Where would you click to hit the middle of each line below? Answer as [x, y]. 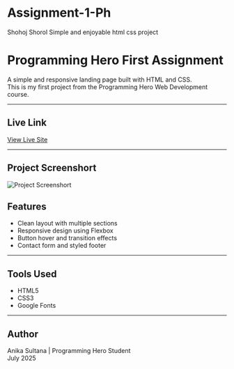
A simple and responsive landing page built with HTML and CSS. [100, 79]
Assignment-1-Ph [59, 13]
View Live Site [28, 139]
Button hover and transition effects [67, 238]
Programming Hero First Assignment [116, 60]
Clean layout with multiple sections [68, 223]
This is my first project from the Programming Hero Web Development [108, 87]
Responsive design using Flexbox [65, 230]
